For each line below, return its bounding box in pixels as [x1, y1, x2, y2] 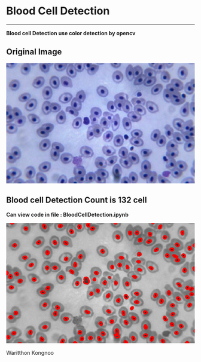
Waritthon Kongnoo [6, 349, 54, 357]
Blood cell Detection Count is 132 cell [6, 195, 147, 205]
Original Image [6, 47, 62, 57]
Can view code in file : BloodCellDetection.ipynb [6, 211, 129, 218]
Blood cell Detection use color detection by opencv [6, 29, 136, 36]
